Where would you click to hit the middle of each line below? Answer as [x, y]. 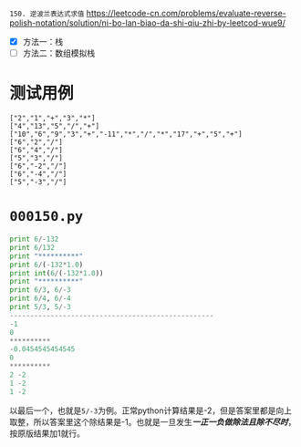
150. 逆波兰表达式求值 [47, 14]
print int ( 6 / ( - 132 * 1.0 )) [57, 273]
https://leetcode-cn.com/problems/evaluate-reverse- [187, 13]
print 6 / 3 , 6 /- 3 [40, 290]
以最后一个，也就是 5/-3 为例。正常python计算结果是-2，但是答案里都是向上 [151, 411]
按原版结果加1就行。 [47, 433]
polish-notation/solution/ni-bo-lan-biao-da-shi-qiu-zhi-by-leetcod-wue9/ [147, 23]
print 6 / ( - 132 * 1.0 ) [47, 265]
